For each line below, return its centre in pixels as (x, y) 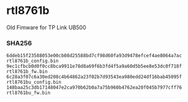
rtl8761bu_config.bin (34, 83)
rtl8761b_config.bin (33, 61)
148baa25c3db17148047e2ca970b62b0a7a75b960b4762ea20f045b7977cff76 (94, 88)
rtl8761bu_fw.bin (28, 93)
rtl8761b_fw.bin (27, 72)
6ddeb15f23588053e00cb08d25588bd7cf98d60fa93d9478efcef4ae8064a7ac (94, 56)
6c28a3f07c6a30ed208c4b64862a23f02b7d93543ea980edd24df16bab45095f (94, 77)
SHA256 (19, 43)
